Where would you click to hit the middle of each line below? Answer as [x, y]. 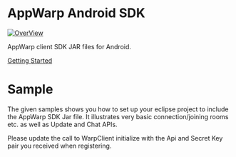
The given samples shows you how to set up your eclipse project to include [118, 109]
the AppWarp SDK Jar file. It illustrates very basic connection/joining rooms [118, 116]
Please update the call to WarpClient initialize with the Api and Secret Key [115, 138]
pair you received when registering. [60, 146]
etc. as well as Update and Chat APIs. [62, 124]
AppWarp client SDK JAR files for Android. [70, 46]
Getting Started [30, 60]
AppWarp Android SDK [76, 13]
